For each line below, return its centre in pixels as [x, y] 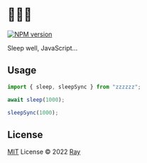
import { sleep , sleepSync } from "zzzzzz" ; [74, 87]
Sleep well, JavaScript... [43, 48]
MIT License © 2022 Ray [44, 152]
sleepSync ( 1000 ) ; [33, 112]
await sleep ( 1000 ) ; [36, 100]
